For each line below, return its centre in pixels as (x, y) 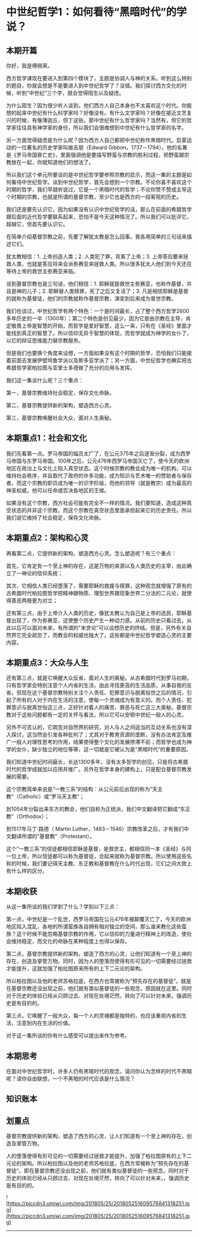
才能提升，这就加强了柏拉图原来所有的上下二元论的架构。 (76, 969)
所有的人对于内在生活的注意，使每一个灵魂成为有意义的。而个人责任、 (101, 700)
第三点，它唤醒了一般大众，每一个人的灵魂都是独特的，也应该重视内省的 (94, 1016)
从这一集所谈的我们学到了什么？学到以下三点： (63, 907)
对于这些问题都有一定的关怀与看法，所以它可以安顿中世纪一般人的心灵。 (99, 715)
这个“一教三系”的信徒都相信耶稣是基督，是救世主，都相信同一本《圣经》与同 (99, 849)
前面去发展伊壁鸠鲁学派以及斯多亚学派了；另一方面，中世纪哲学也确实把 (99, 360)
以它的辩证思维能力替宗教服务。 (45, 340)
